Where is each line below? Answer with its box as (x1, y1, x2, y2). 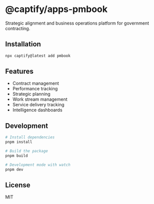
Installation (5, 40, 41, 49)
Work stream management (12, 96, 68, 102)
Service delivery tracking (12, 102, 64, 108)
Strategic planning (12, 91, 51, 97)
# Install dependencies (5, 135, 55, 140)
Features (5, 67, 34, 76)
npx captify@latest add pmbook (5, 53, 71, 58)
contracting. (5, 25, 31, 31)
